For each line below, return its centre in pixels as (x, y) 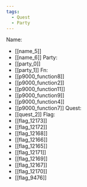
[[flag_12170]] (31, 172)
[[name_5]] (28, 51)
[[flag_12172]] (31, 127)
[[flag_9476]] (31, 178)
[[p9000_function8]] (39, 77)
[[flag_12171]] (30, 152)
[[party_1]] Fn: (31, 70)
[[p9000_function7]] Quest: (48, 108)
